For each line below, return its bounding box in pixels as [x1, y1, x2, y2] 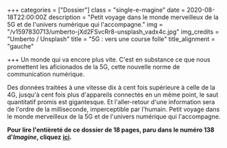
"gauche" [7, 42, 34, 50]
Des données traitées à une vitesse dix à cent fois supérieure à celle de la [7, 84, 215, 91]
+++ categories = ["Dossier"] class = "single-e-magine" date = [7, 6, 186, 14]
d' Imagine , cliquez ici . [7, 133, 72, 141]
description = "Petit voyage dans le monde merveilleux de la [48, 13, 219, 21]
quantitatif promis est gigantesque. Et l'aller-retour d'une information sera [7, 98, 215, 106]
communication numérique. [7, 70, 85, 78]
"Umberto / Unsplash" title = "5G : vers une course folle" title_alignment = [7, 35, 215, 43]
